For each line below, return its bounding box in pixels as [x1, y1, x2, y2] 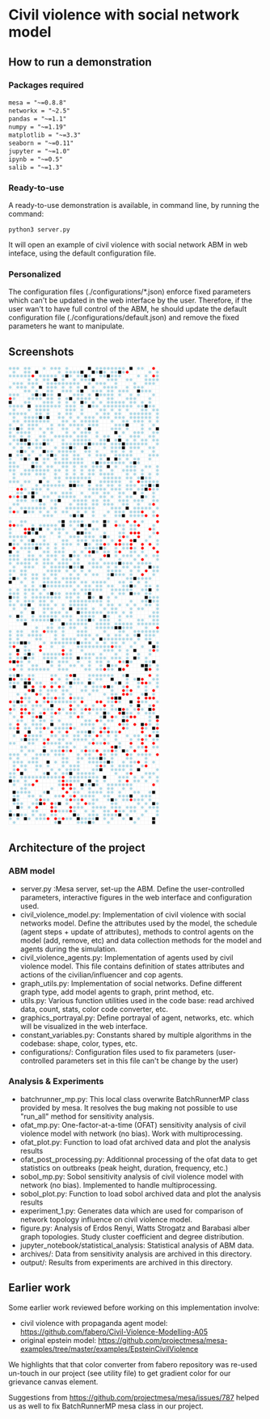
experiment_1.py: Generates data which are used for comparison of [19, 1205, 244, 1215]
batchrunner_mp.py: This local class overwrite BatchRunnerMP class [19, 1094, 250, 1103]
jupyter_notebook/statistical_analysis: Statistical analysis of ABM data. [19, 1240, 255, 1250]
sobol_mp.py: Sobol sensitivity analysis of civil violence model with [19, 1171, 244, 1181]
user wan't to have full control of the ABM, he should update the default [8, 304, 247, 314]
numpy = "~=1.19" [8, 123, 67, 131]
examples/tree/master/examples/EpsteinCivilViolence [19, 1344, 199, 1353]
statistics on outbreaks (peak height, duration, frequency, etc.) [19, 1163, 229, 1172]
